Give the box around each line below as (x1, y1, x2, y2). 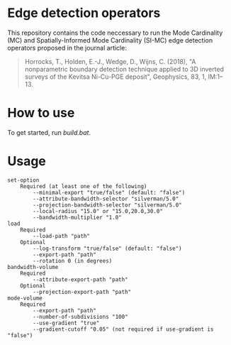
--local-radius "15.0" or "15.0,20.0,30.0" (33, 207, 163, 214)
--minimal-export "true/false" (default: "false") (33, 189, 186, 196)
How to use (7, 105, 75, 121)
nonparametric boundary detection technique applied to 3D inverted (24, 65, 225, 73)
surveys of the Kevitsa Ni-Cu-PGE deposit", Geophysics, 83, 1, (24, 72, 207, 81)
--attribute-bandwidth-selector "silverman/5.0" (33, 195, 179, 202)
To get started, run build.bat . (7, 128, 91, 136)
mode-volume (7, 295, 43, 302)
